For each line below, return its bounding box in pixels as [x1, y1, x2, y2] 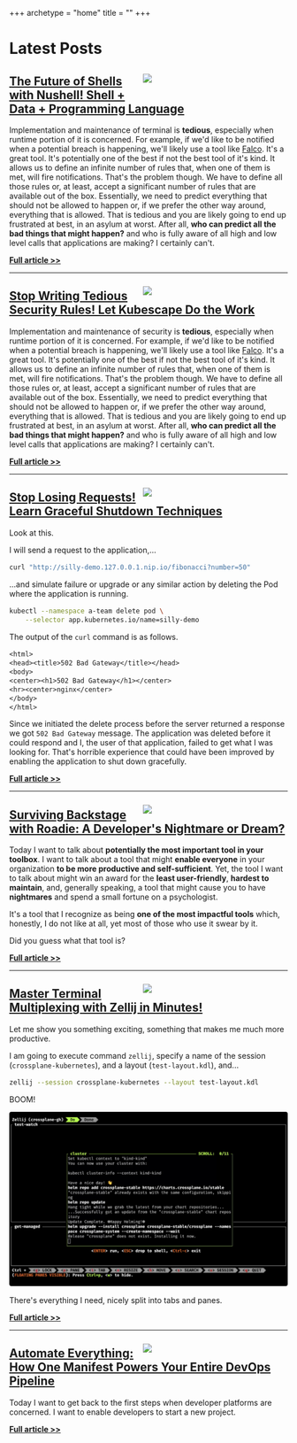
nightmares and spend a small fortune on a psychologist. [9, 891, 218, 902]
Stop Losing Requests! [9, 490, 136, 505]
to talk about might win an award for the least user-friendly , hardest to [9, 873, 270, 884]
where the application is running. [9, 588, 129, 598]
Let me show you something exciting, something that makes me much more [9, 1023, 285, 1034]
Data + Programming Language [9, 101, 185, 116]
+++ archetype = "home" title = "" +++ [9, 8, 151, 18]
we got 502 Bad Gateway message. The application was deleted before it [9, 728, 271, 738]
